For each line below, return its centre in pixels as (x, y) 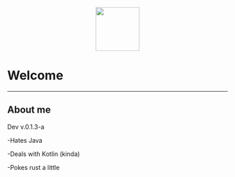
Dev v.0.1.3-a (26, 127)
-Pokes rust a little (34, 167)
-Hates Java (25, 140)
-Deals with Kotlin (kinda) (44, 154)
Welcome (35, 76)
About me (29, 110)
